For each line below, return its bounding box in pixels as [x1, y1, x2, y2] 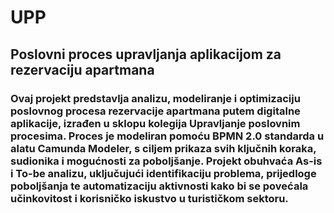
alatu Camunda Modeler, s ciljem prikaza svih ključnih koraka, [10, 141, 317, 155]
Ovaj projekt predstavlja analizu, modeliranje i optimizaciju [10, 91, 301, 105]
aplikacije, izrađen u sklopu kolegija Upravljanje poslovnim [10, 116, 301, 130]
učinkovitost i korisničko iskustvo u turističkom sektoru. [10, 191, 289, 205]
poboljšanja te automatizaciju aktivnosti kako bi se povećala [10, 179, 309, 193]
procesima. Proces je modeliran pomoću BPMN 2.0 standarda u [10, 129, 325, 143]
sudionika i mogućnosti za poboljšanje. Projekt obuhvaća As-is [10, 154, 323, 168]
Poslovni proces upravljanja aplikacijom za [10, 46, 282, 63]
